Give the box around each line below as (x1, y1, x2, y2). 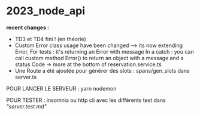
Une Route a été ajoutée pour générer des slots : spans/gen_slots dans (14, 67, 190, 74)
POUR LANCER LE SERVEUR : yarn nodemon (6, 85, 117, 92)
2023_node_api (6, 4, 86, 18)
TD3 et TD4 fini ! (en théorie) (14, 35, 87, 42)
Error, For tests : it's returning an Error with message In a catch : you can (14, 48, 194, 55)
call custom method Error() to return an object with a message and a (14, 54, 184, 61)
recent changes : (6, 24, 50, 31)
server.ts (14, 73, 37, 80)
